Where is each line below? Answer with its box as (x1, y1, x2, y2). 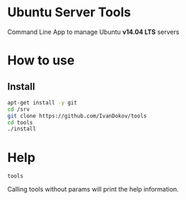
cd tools (7, 119, 33, 126)
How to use (7, 52, 75, 69)
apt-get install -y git (7, 99, 78, 106)
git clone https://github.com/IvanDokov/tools (7, 112, 147, 119)
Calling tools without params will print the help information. (7, 185, 179, 194)
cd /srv (7, 105, 30, 113)
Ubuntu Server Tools (7, 4, 132, 20)
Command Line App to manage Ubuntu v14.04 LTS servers (7, 28, 180, 36)
